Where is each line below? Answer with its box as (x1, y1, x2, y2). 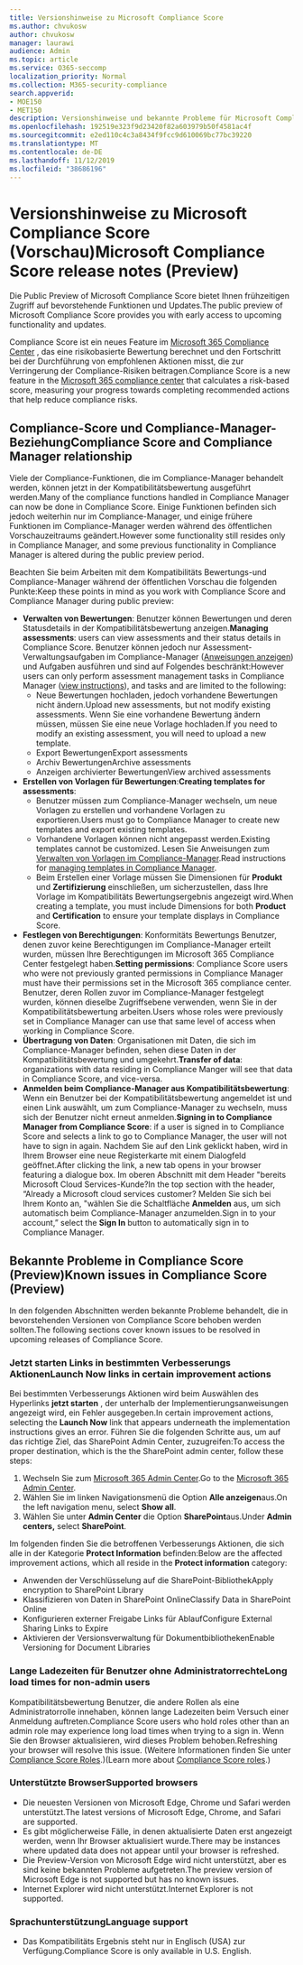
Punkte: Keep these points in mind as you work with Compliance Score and (9, 586, 286, 597)
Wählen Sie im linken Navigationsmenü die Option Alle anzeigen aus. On (22, 1492, 288, 1503)
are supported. (22, 1816, 78, 1827)
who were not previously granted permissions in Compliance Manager (22, 968, 284, 979)
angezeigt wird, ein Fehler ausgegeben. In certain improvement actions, (9, 1407, 274, 1418)
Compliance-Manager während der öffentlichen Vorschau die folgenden (9, 577, 278, 588)
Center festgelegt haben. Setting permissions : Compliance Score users (22, 959, 289, 969)
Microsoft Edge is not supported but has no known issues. (22, 1874, 239, 1885)
